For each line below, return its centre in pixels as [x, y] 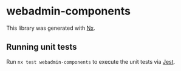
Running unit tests [42, 47]
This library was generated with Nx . [51, 28]
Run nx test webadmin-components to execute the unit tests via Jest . [91, 61]
